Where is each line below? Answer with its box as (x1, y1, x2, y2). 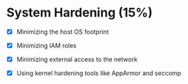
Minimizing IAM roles (16, 41, 77, 50)
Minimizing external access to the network (16, 55, 138, 63)
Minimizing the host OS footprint (16, 28, 109, 36)
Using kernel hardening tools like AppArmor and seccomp (16, 69, 181, 77)
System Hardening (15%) (6, 5, 153, 21)
